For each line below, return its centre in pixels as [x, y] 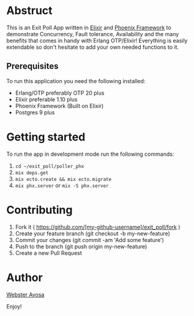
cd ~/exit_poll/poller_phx [50, 166]
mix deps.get [32, 173]
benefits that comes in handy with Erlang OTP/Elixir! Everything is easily [97, 40]
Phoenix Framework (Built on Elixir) [59, 106]
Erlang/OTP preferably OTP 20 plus [60, 93]
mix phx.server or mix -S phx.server [62, 185]
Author [24, 277]
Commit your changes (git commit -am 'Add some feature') [89, 240]
